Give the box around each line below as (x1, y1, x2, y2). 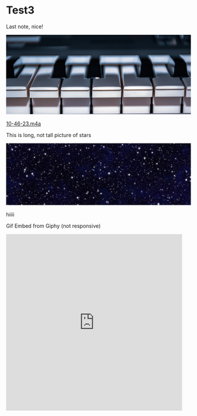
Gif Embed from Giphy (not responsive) (6, 222, 101, 229)
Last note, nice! (6, 23, 43, 30)
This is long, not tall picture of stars (6, 132, 91, 139)
